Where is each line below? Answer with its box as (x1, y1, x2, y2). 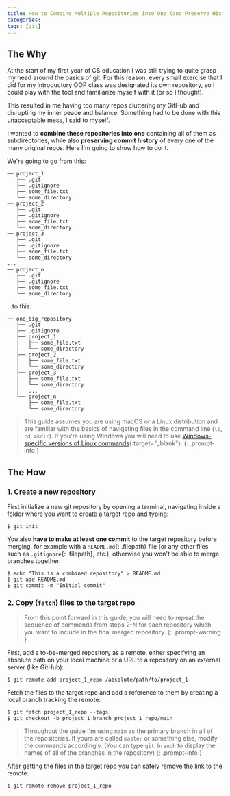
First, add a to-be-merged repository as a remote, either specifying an (7, 649, 205, 657)
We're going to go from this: (7, 157, 86, 165)
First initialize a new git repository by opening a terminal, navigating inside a (7, 502, 221, 510)
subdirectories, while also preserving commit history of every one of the (7, 136, 214, 145)
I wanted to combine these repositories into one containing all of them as (7, 129, 216, 138)
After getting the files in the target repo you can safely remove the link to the (7, 762, 222, 771)
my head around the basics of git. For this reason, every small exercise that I (7, 73, 222, 82)
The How (7, 467, 47, 478)
